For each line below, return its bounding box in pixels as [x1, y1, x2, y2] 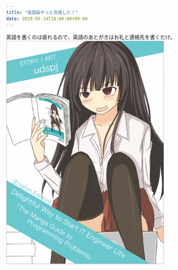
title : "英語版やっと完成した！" [6, 9, 78, 15]
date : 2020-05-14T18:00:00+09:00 [6, 15, 88, 22]
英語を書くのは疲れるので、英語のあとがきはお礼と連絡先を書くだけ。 [6, 33, 176, 41]
